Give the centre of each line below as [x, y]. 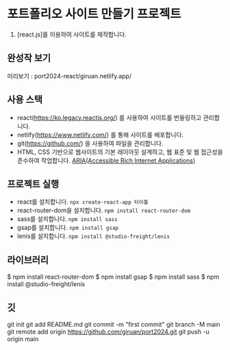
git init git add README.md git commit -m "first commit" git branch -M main [114, 324]
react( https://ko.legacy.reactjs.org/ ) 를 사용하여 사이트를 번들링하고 [109, 117]
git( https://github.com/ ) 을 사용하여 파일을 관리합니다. [90, 143]
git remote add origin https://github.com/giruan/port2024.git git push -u [108, 331]
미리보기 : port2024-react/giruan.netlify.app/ [69, 75]
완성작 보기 [29, 58]
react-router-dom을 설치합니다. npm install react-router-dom [104, 211]
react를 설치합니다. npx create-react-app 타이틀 [82, 202]
